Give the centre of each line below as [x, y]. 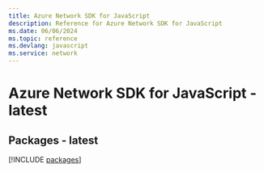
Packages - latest [53, 140]
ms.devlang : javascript [49, 46]
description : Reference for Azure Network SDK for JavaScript [115, 23]
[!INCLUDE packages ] [45, 159]
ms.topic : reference [43, 38]
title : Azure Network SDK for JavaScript [79, 16]
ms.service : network [43, 53]
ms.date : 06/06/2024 [43, 31]
